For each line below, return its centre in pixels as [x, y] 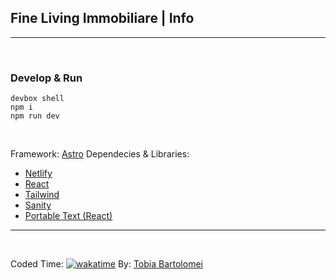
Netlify [38, 173]
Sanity [38, 205]
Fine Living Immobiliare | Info [102, 18]
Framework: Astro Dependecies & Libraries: [100, 154]
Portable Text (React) [68, 216]
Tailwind [42, 195]
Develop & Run [46, 78]
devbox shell [37, 99]
